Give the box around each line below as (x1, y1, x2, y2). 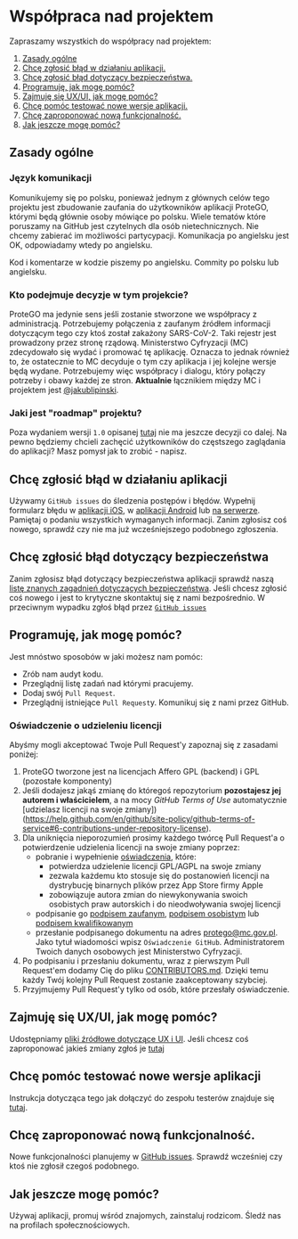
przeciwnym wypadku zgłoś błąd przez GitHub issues (9, 602, 207, 612)
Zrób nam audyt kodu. (21, 669, 104, 679)
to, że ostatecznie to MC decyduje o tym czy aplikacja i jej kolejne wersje (9, 356, 277, 366)
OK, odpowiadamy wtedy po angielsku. (9, 239, 153, 250)
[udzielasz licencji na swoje (21, 804, 123, 815)
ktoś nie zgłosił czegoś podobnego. (9, 1161, 140, 1171)
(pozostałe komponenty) (21, 775, 113, 786)
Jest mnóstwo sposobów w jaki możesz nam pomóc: (9, 651, 203, 661)
